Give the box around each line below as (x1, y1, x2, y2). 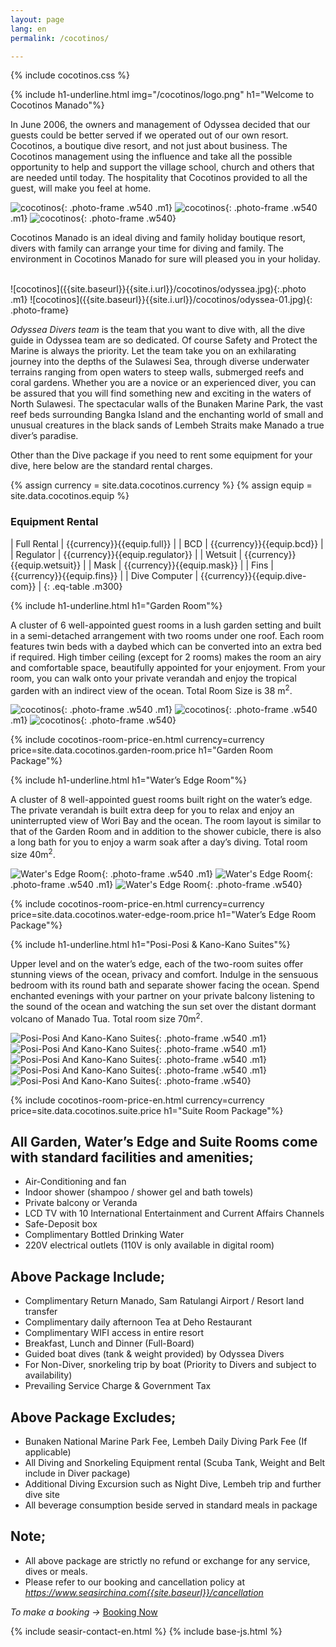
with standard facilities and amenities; (10, 1149, 254, 1166)
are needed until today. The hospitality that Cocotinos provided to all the (10, 172, 308, 184)
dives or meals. (24, 1565, 88, 1577)
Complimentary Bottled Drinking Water (24, 1229, 185, 1241)
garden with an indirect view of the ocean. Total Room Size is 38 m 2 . (10, 682, 293, 696)
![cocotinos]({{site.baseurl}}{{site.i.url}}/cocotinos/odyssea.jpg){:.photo (10, 283, 307, 295)
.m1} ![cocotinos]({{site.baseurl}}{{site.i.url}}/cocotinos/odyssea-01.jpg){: (10, 294, 313, 306)
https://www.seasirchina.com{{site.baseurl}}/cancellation (24, 1586, 264, 1598)
